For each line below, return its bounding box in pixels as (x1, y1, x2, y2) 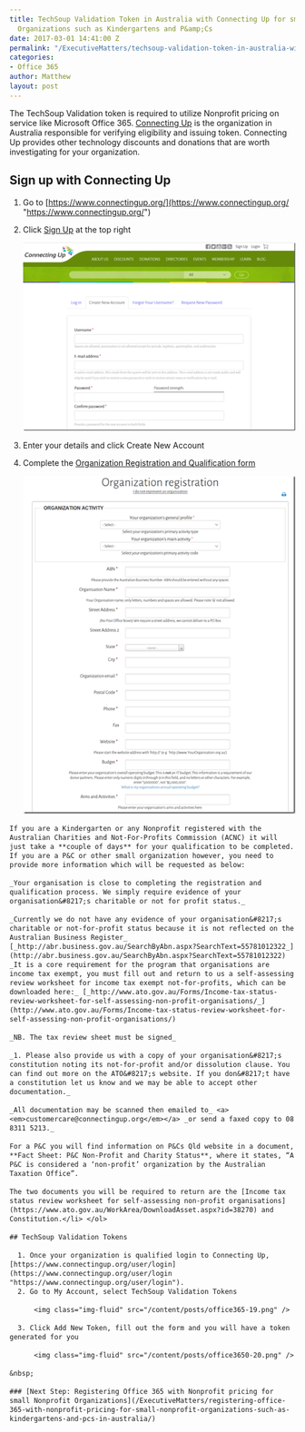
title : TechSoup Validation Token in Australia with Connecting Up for (9, 15, 286, 24)
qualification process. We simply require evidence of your (9, 887, 242, 896)
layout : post (9, 82, 59, 91)
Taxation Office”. (9, 1169, 79, 1178)
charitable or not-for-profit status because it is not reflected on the (9, 923, 295, 933)
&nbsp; (9, 1368, 34, 1378)
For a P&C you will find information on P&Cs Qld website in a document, (9, 1141, 295, 1151)
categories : (9, 53, 54, 63)
